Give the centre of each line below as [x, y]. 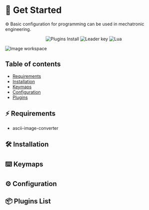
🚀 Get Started [33, 10]
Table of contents [33, 64]
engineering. [18, 29]
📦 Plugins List [28, 201]
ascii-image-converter [35, 128]
